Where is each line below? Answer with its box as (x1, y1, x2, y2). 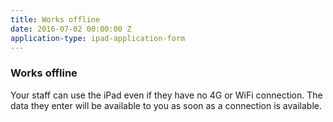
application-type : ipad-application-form (10, 33, 186, 43)
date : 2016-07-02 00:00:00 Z (10, 24, 132, 34)
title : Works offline (10, 14, 101, 25)
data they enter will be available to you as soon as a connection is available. (10, 99, 322, 111)
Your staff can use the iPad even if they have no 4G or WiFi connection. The (10, 89, 323, 101)
